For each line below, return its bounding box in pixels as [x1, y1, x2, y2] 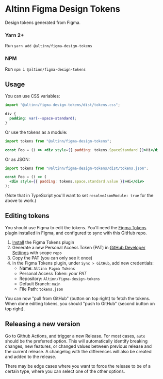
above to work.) [5, 198, 36, 203]
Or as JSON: [5, 156, 30, 162]
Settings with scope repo [12, 250, 62, 256]
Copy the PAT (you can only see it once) [12, 255, 93, 260]
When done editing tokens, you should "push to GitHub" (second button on [5, 300, 155, 306]
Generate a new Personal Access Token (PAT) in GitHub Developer [12, 244, 146, 250]
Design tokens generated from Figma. [5, 20, 81, 25]
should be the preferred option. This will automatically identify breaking [5, 338, 148, 344]
